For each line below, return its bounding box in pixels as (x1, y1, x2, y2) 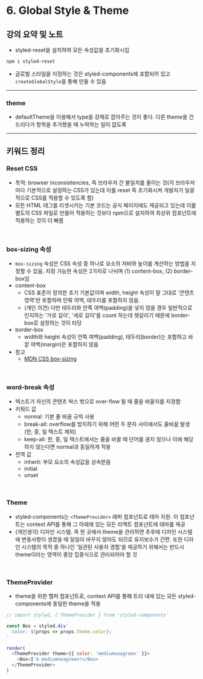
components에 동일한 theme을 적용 (14, 600, 101, 608)
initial (24, 465, 37, 472)
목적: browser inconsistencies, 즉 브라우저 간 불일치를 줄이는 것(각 (14, 179, 174, 186)
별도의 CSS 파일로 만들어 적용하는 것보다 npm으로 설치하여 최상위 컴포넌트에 (14, 209, 196, 216)
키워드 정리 (6, 146, 45, 156)
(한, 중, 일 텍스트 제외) (24, 428, 77, 435)
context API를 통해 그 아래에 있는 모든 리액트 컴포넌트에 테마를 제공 (26, 521, 185, 528)
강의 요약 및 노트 (6, 29, 63, 39)
